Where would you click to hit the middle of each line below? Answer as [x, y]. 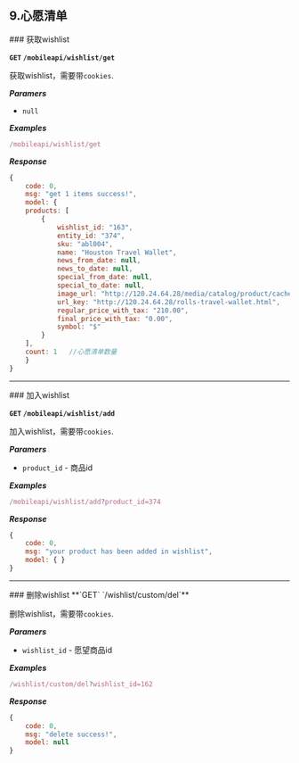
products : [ [47, 211]
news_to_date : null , [95, 269]
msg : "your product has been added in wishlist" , [119, 552]
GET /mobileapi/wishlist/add [62, 413]
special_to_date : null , [101, 286]
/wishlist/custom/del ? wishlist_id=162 [81, 684]
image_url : [77, 294]
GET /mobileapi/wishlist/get [62, 58]
